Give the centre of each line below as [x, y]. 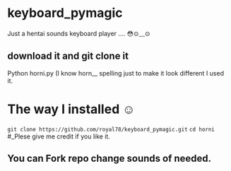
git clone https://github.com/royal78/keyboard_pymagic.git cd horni [111, 129]
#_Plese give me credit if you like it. [59, 136]
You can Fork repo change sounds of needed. [109, 159]
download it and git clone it [68, 56]
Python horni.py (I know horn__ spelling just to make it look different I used [116, 73]
